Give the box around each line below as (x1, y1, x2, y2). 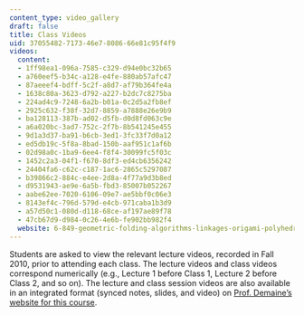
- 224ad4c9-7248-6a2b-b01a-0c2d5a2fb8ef (17, 97, 172, 107)
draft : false (9, 22, 59, 31)
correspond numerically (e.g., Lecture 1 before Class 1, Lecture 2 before (9, 268, 278, 279)
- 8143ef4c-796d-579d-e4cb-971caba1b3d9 (17, 198, 172, 208)
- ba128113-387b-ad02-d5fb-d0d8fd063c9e (17, 114, 172, 123)
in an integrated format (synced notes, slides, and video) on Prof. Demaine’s (9, 287, 292, 298)
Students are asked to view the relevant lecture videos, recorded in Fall (9, 248, 274, 259)
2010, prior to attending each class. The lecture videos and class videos (9, 258, 278, 269)
